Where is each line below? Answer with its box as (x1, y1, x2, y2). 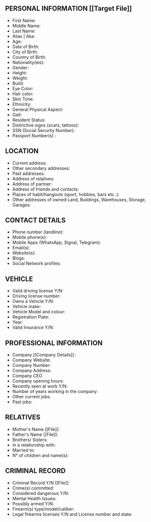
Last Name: (12, 28, 36, 34)
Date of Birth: (12, 43, 39, 49)
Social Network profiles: (12, 261, 61, 266)
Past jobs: (12, 399, 33, 405)
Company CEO (12, 373, 43, 379)
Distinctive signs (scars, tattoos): (12, 122, 79, 128)
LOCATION (5, 147, 39, 155)
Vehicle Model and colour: (12, 309, 65, 315)
